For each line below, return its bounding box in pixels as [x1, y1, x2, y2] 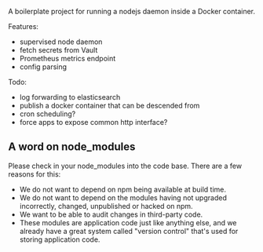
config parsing [19, 62, 68, 71]
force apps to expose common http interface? [19, 118, 168, 126]
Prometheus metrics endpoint [19, 54, 116, 63]
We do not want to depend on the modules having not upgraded [19, 192, 228, 203]
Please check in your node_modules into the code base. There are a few [8, 161, 242, 170]
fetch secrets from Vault [19, 46, 98, 54]
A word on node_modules [8, 141, 136, 154]
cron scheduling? [19, 109, 76, 119]
